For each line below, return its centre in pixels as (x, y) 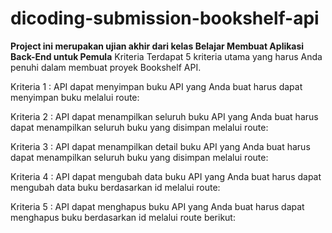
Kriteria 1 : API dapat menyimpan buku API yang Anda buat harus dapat (156, 86)
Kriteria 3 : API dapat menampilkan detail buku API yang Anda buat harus (160, 146)
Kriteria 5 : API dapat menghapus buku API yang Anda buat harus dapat (157, 206)
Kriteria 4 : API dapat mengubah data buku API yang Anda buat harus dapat (166, 176)
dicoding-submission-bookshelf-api (165, 18)
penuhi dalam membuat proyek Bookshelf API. (106, 67)
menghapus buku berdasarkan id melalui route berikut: (123, 217)
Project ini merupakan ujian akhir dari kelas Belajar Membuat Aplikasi (157, 46)
